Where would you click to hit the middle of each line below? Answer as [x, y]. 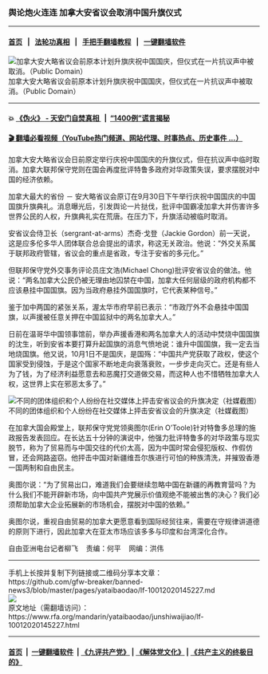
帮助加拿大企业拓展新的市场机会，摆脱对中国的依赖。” [102, 505]
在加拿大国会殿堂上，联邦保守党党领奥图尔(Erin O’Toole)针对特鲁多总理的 [129, 428]
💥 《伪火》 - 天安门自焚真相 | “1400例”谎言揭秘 [89, 118]
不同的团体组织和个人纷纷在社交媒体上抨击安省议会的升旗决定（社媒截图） [130, 411]
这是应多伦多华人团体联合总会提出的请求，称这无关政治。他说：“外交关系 [129, 243]
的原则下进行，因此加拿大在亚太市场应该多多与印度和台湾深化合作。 [120, 531]
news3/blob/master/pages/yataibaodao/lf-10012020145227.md [112, 590]
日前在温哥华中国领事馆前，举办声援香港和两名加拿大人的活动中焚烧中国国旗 [134, 334]
